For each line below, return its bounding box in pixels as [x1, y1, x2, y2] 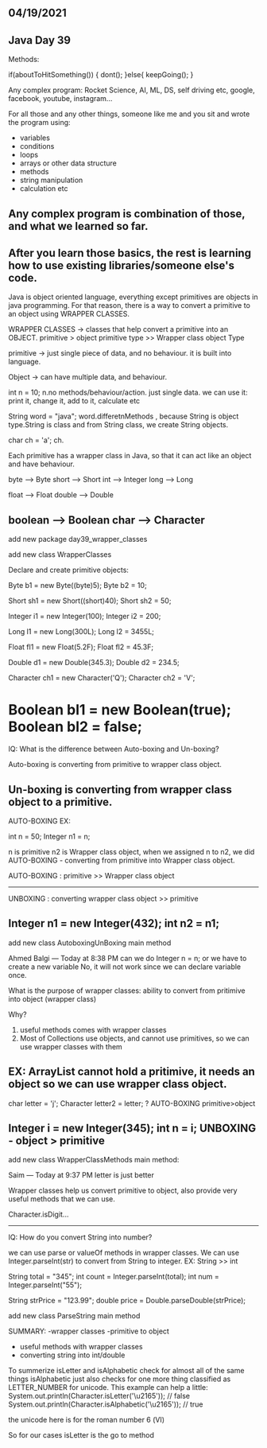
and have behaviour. [8, 459, 75, 469]
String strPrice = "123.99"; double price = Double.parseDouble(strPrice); [8, 1296, 246, 1306]
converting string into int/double [19, 1350, 126, 1360]
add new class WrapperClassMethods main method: [8, 1155, 180, 1165]
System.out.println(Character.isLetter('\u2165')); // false [8, 1392, 191, 1401]
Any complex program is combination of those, [8, 207, 246, 220]
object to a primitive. [8, 795, 113, 808]
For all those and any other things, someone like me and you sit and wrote [8, 109, 250, 119]
